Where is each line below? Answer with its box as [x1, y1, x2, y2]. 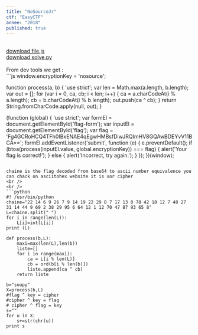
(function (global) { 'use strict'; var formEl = [6, 114, 112, 121]
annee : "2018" [6, 19, 41, 25]
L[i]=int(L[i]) [17, 220, 54, 226]
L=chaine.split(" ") [6, 210, 57, 216]
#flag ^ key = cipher [6, 293, 60, 298]
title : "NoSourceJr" [6, 8, 57, 15]
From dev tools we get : [6, 66, 64, 74]
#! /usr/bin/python [6, 194, 54, 201]
